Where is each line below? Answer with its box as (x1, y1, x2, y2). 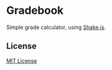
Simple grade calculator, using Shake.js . (6, 24, 106, 31)
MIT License (6, 57, 38, 64)
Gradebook (6, 4, 64, 17)
